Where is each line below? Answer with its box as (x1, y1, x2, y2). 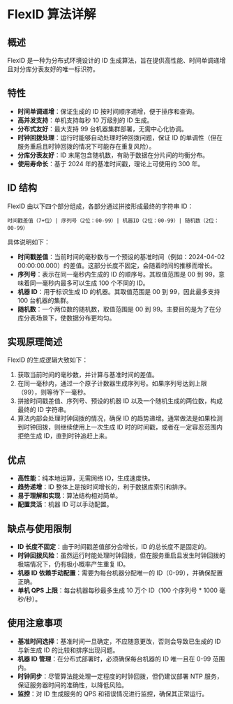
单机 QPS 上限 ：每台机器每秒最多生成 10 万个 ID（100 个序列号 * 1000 (17, 586, 218, 594)
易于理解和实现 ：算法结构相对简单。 (17, 492, 122, 500)
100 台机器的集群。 (17, 296, 73, 305)
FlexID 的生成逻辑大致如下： (7, 355, 89, 364)
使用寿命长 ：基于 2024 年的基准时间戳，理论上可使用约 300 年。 (17, 159, 204, 168)
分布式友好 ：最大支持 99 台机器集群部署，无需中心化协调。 (17, 124, 188, 133)
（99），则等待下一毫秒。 (17, 388, 90, 397)
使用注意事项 (7, 617, 63, 629)
